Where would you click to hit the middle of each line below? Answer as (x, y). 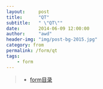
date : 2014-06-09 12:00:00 (48, 28)
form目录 (41, 79)
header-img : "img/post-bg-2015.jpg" (52, 39)
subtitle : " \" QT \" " (34, 23)
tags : (13, 56)
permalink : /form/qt (32, 51)
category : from (25, 45)
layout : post (28, 12)
